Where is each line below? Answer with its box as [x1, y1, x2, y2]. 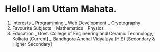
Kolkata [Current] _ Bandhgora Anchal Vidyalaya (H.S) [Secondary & [12, 36, 155, 42]
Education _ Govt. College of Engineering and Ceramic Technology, [12, 30, 154, 36]
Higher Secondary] [12, 41, 52, 47]
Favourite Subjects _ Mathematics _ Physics [12, 25, 104, 31]
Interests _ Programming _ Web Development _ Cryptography [12, 20, 141, 26]
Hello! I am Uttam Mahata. [5, 3, 117, 15]
